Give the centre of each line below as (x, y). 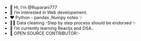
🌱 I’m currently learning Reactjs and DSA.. (52, 28)
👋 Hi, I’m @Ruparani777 (33, 7)
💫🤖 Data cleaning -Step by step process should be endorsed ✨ (73, 23)
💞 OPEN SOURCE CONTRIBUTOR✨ (45, 33)
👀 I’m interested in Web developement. (49, 12)
